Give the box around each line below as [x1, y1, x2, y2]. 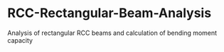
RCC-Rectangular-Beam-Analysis [7, 5, 212, 21]
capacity [7, 36, 33, 44]
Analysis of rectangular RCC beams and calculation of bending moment [7, 28, 218, 37]
